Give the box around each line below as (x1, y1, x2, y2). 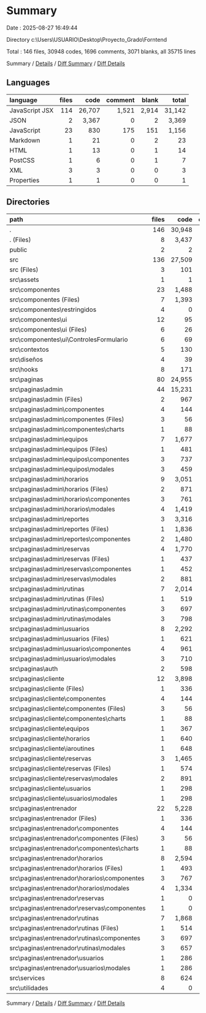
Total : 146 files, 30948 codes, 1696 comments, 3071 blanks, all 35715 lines (6, 47, 196, 55)
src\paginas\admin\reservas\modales (9, 575, 116, 583)
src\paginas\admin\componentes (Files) (9, 415, 124, 424)
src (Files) (9, 265, 39, 274)
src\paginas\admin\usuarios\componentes (9, 644, 131, 653)
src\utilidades (9, 984, 48, 992)
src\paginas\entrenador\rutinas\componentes (9, 934, 141, 942)
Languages (6, 77, 50, 88)
